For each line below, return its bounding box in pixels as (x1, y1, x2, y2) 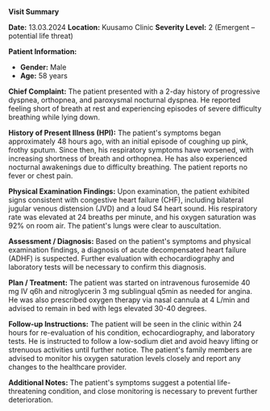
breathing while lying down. (8, 112, 101, 122)
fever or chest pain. (8, 171, 73, 180)
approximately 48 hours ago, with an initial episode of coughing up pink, (8, 136, 248, 146)
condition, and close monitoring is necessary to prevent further (48, 387, 258, 396)
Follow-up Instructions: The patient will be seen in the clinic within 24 (8, 319, 243, 329)
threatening (8, 387, 47, 396)
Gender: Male (19, 62, 67, 72)
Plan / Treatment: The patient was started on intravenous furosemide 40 (8, 278, 251, 287)
